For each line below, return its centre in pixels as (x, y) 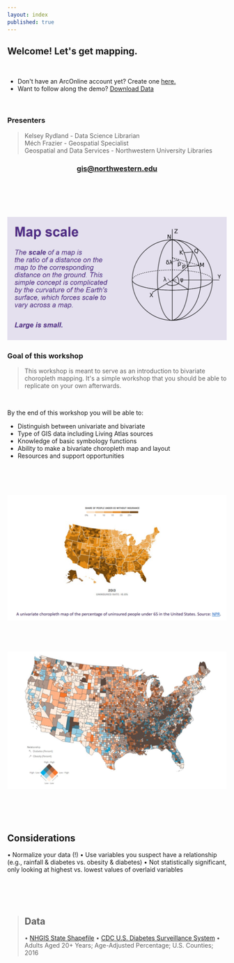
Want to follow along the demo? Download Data (86, 89)
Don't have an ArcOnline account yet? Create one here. (96, 82)
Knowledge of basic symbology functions (77, 441)
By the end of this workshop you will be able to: (76, 413)
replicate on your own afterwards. (73, 386)
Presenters (26, 121)
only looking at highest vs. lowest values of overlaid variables (95, 870)
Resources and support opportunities (71, 456)
